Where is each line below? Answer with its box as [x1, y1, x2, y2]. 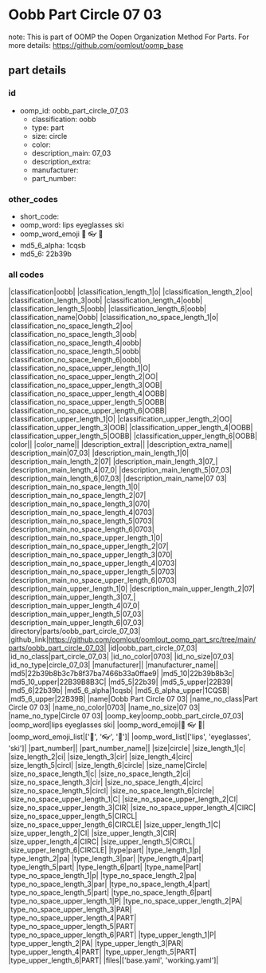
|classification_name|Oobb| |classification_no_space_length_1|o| [8, 313, 219, 322]
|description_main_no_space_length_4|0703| [8, 508, 155, 517]
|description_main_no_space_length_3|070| [8, 499, 151, 508]
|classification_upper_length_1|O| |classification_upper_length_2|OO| [8, 414, 233, 424]
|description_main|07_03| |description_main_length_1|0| [8, 449, 190, 458]
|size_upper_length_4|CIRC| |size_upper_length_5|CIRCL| [8, 837, 195, 847]
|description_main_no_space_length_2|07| [8, 491, 147, 500]
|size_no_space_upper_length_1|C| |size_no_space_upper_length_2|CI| [8, 794, 239, 804]
